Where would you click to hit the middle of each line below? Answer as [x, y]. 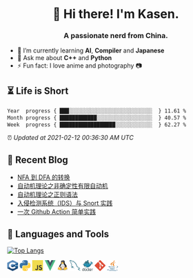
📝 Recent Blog [38, 160]
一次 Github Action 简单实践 [57, 212]
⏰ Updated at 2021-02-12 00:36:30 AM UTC [71, 138]
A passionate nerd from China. [116, 36]
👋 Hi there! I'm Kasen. [116, 14]
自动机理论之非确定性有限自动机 [62, 186]
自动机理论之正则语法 [47, 195]
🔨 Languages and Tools [58, 234]
